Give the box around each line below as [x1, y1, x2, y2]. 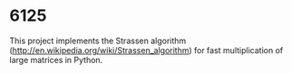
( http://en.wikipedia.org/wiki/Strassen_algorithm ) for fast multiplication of [9, 44, 284, 55]
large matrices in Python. [9, 54, 103, 65]
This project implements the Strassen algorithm [9, 35, 187, 46]
